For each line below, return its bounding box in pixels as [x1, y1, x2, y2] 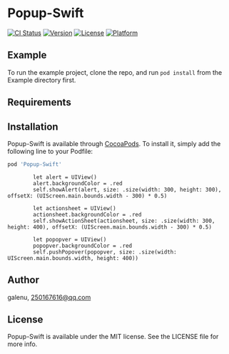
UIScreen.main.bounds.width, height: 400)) [7, 254, 139, 261]
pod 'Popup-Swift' [7, 160, 62, 168]
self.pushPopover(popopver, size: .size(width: [33, 248, 177, 256]
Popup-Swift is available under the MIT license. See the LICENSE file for [7, 333, 219, 341]
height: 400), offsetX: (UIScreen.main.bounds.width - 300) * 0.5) [7, 223, 213, 231]
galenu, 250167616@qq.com [7, 293, 91, 301]
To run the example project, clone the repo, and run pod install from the [7, 68, 223, 76]
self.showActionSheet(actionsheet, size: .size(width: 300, [33, 217, 215, 224]
